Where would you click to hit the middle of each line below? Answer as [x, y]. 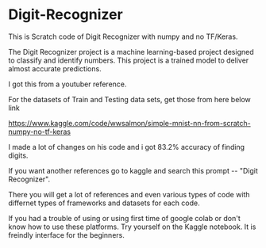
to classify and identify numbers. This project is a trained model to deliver [129, 60]
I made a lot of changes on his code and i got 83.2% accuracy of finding [126, 147]
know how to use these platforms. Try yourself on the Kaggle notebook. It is [132, 227]
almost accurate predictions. [55, 68]
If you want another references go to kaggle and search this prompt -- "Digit [133, 170]
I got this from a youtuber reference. [67, 84]
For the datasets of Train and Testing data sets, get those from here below [130, 99]
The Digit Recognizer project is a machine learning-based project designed [131, 52]
